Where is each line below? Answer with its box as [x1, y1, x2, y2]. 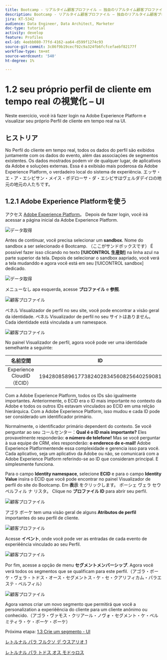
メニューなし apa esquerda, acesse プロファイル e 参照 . [5, 286, 120, 292]
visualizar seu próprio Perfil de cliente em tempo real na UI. [5, 118, 127, 124]
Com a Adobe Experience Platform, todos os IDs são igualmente [5, 392, 137, 398]
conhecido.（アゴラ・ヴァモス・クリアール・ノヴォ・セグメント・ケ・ [5, 612, 150, 618]
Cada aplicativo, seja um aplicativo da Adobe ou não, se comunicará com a [5, 450, 159, 456]
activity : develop [5, 30, 43, 35]
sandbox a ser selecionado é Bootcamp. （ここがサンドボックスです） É [5, 243, 154, 249]
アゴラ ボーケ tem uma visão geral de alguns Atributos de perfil [5, 509, 137, 515]
